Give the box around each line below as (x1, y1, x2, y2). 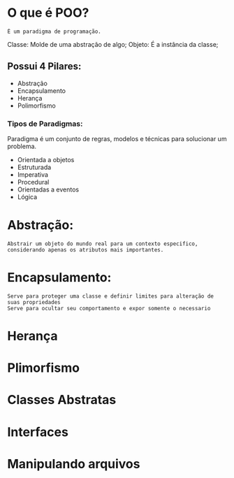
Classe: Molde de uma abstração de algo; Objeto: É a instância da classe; (7, 40, 219, 48)
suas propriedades (7, 298, 61, 305)
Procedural (17, 178, 50, 187)
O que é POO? (7, 5, 89, 21)
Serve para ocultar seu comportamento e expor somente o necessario (7, 305, 211, 312)
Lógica (17, 193, 38, 201)
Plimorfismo (7, 360, 80, 376)
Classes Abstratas (7, 392, 117, 408)
